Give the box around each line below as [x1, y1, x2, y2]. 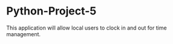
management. [6, 30, 41, 37]
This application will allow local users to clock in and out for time [6, 24, 168, 31]
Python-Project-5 [6, 4, 97, 18]
